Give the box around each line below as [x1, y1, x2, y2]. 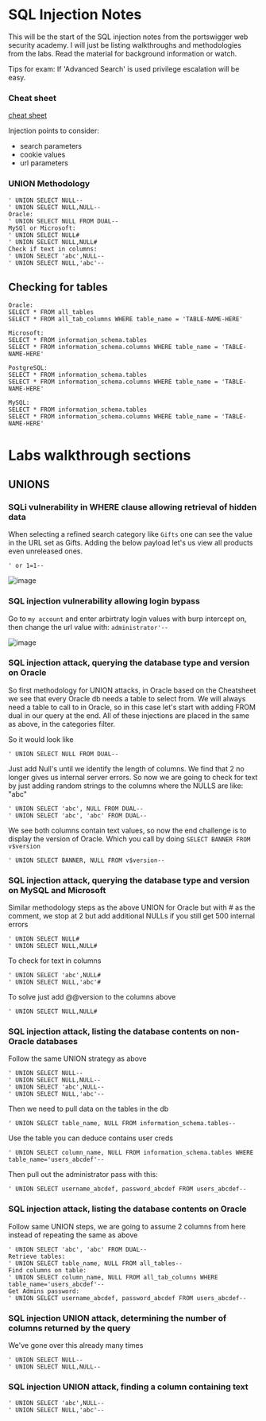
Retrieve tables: [8, 1252, 66, 1260]
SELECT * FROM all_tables [8, 309, 94, 316]
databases [36, 1036, 78, 1047]
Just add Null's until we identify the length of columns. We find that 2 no [8, 763, 245, 773]
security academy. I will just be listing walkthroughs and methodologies [8, 40, 242, 49]
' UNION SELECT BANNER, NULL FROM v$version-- [8, 856, 165, 864]
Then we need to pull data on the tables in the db [8, 1104, 169, 1114]
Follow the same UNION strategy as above [8, 1054, 147, 1063]
